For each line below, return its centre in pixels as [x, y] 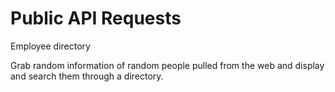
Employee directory [50, 46]
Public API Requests [96, 18]
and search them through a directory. [87, 76]
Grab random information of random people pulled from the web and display [167, 65]
